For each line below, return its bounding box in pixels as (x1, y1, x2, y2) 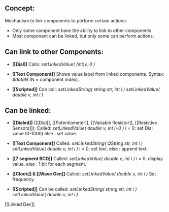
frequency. (12, 176, 35, 183)
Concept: (5, 4, 35, 13)
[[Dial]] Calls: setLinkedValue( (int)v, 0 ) (12, 61, 95, 67)
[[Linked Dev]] (5, 201, 35, 207)
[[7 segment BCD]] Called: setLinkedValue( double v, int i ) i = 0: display (12, 156, 163, 162)
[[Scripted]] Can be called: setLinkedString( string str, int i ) (12, 186, 137, 192)
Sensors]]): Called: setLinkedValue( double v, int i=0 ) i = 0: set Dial (12, 125, 153, 131)
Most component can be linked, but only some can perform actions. (12, 33, 154, 39)
